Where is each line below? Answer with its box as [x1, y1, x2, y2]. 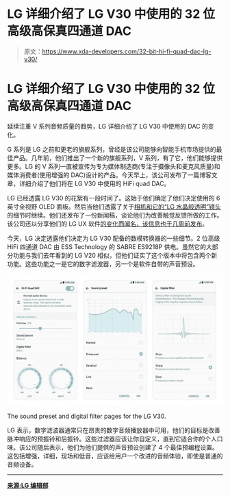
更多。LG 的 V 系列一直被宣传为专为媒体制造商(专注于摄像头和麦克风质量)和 [7, 162, 220, 170]
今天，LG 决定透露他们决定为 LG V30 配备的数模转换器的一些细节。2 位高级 [7, 234, 220, 242]
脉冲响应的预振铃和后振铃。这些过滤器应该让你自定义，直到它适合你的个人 [7, 434, 217, 443]
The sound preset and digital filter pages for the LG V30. [7, 412, 166, 420]
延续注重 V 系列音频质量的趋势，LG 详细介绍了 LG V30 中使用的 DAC [7, 122, 201, 130]
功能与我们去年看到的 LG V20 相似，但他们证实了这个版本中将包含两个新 [12, 251, 218, 259]
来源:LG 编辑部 [7, 481, 49, 489]
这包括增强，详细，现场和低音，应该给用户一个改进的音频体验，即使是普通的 [7, 452, 223, 460]
